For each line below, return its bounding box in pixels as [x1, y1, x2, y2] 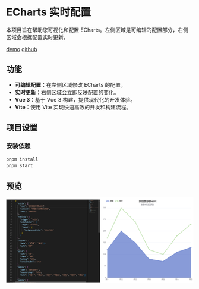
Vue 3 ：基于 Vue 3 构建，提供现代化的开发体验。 [14, 96, 136, 103]
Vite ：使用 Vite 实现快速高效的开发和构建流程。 [14, 103, 132, 111]
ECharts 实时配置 [6, 5, 91, 19]
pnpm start [6, 163, 33, 169]
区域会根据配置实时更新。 [6, 33, 69, 40]
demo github [6, 45, 37, 52]
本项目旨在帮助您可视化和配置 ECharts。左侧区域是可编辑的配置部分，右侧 [6, 26, 189, 33]
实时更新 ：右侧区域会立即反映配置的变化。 [14, 89, 119, 96]
